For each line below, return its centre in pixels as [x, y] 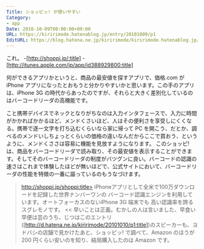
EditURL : [17, 40]
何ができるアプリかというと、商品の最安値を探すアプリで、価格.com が [96, 77]
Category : [19, 18]
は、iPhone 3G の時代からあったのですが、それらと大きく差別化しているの [100, 93]
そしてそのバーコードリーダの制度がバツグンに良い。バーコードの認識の [107, 159]
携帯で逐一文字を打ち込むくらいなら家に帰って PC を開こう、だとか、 [104, 128]
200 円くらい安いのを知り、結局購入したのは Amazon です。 [97, 240]
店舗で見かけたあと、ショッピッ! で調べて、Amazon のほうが [118, 232]
